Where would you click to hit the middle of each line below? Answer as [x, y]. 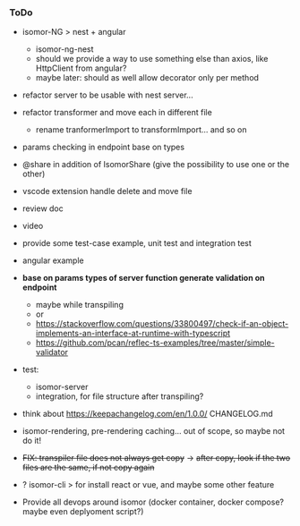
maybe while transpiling [79, 305]
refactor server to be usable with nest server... [108, 95]
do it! [32, 441]
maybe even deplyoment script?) [83, 512]
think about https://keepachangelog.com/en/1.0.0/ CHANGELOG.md [147, 414]
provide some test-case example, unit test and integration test [137, 243]
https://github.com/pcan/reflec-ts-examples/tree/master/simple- [155, 343]
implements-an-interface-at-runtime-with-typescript [133, 334]
